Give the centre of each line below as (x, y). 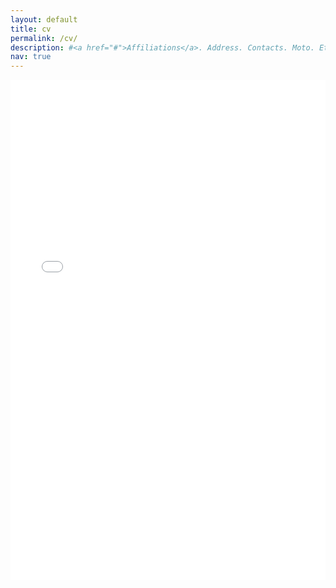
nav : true (31, 57)
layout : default (44, 19)
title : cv (31, 29)
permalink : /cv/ (44, 38)
